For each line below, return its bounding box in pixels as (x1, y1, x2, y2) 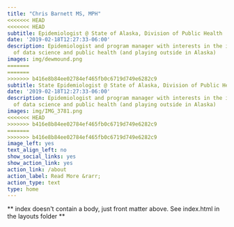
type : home (7, 186, 39, 193)
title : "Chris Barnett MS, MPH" (7, 10, 101, 17)
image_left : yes (7, 140, 54, 147)
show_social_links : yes (7, 153, 77, 161)
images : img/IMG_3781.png (7, 108, 82, 115)
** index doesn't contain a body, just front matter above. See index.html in (7, 205, 220, 213)
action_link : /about (7, 166, 68, 173)
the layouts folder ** (7, 212, 65, 221)
